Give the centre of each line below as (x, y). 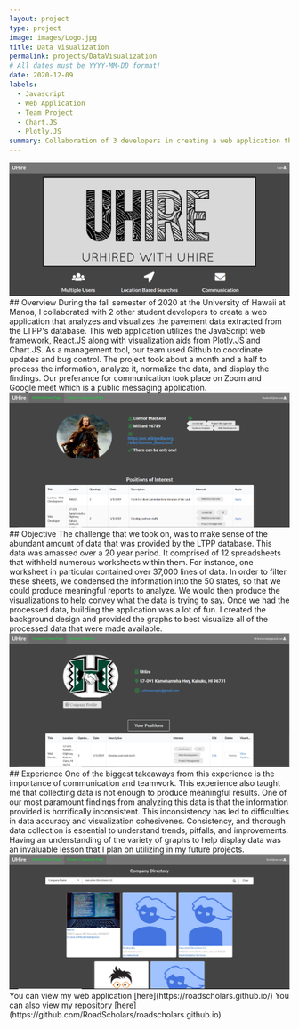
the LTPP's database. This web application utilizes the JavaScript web (137, 331)
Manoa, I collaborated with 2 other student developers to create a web (138, 312)
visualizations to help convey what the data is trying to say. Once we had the (149, 600)
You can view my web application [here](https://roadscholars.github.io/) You (149, 996)
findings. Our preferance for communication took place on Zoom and (136, 378)
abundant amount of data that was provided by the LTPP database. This (141, 543)
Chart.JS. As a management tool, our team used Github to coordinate (136, 350)
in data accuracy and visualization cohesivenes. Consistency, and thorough (148, 821)
